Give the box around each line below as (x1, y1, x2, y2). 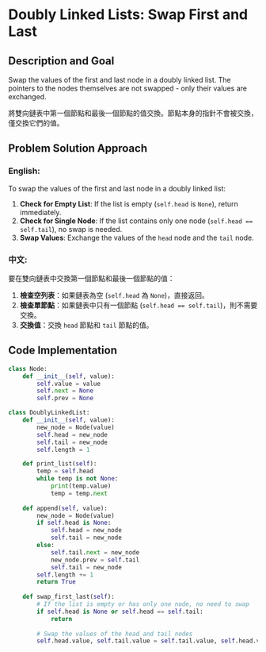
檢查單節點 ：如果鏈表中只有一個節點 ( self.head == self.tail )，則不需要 (19, 300, 258, 310)
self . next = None (36, 387, 93, 395)
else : (36, 542, 55, 550)
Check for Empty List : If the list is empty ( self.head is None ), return (19, 199, 239, 208)
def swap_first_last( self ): (22, 593, 115, 601)
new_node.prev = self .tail (50, 556, 140, 564)
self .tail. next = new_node (50, 548, 140, 557)
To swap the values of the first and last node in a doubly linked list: (8, 183, 226, 193)
